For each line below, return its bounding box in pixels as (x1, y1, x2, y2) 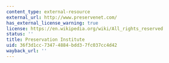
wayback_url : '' (6, 48, 47, 54)
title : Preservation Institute (6, 37, 85, 43)
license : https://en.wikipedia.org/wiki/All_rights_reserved (6, 25, 164, 32)
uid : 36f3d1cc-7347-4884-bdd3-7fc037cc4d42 (6, 43, 118, 49)
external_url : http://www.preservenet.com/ (6, 14, 118, 20)
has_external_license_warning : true (6, 20, 98, 26)
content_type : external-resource (6, 8, 91, 15)
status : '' (6, 31, 34, 37)
